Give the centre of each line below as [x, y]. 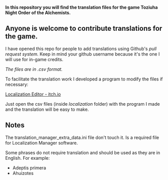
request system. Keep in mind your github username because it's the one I [82, 54]
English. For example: [27, 158]
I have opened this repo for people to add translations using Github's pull [81, 49]
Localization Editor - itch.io [33, 94]
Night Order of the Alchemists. [38, 13]
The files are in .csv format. [34, 69]
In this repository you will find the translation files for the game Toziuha [81, 7]
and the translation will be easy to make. [47, 109]
